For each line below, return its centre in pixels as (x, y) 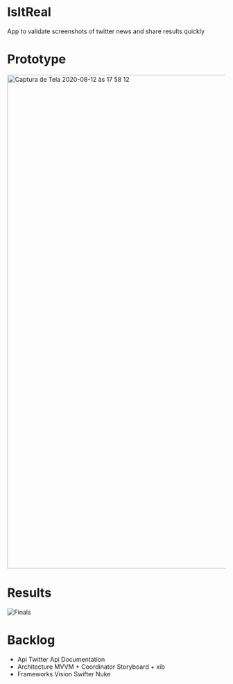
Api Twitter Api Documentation (61, 659)
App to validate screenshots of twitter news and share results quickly (106, 31)
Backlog (31, 640)
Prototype (37, 59)
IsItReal (29, 12)
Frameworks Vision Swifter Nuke (64, 674)
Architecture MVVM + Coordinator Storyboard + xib (91, 667)
